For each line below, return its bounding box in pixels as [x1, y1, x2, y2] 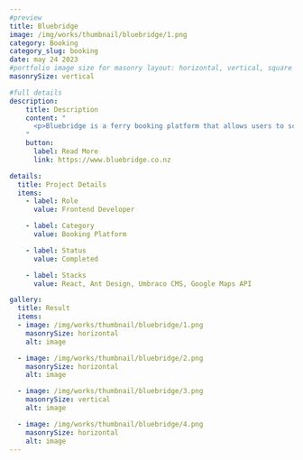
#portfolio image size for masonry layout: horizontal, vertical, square [9, 64, 293, 73]
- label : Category [25, 222, 95, 231]
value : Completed [32, 254, 99, 263]
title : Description [25, 105, 99, 114]
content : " [25, 114, 67, 123]
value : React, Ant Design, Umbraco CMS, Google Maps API [32, 279, 252, 289]
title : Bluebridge [9, 22, 78, 31]
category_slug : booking [9, 47, 99, 56]
